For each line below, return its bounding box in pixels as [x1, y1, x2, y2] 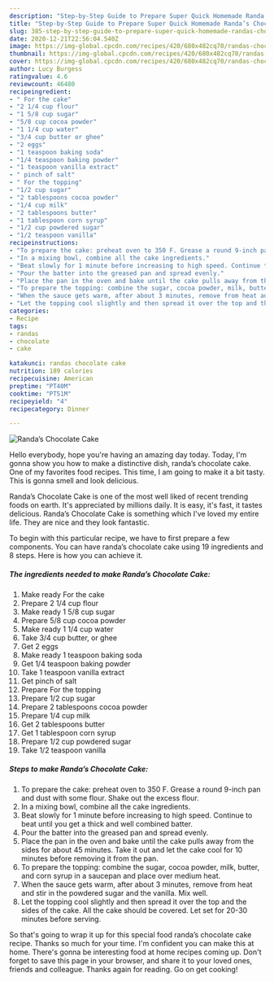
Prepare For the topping [20, 685, 102, 695]
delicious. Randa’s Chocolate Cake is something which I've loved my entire [9, 509, 259, 519]
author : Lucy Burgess [9, 65, 83, 73]
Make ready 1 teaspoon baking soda [20, 650, 143, 660]
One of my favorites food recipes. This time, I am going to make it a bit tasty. [9, 467, 265, 477]
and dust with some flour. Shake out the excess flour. [20, 793, 200, 803]
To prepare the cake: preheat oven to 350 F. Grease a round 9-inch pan [20, 784, 261, 794]
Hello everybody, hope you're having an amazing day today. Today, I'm [9, 450, 247, 460]
